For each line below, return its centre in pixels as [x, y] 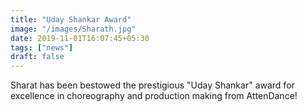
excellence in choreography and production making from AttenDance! [154, 96]
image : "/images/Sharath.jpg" [73, 29]
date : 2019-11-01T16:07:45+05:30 [80, 38]
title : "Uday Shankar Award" [71, 19]
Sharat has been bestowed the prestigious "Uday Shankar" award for [152, 85]
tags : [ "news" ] [42, 47]
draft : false [37, 57]
